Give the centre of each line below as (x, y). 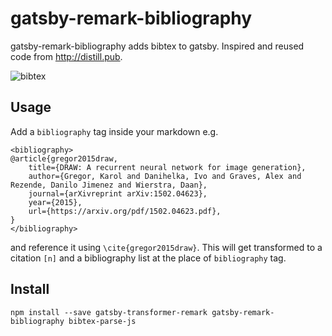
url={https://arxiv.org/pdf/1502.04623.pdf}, (125, 211)
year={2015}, (55, 202)
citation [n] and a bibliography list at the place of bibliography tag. (148, 258)
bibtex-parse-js (102, 321)
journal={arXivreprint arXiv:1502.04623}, (118, 193)
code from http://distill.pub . (66, 56)
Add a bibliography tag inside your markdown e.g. (114, 131)
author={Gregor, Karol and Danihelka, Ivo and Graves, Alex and (165, 176)
